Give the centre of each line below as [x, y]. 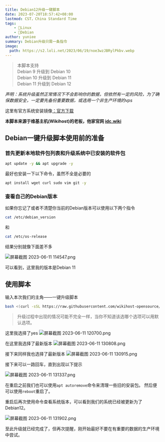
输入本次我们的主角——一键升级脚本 [42, 297]
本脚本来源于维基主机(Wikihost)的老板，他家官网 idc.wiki [63, 121]
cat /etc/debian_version [30, 217]
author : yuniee [21, 37]
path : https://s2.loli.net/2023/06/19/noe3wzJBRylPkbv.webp [72, 51]
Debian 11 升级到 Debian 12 [44, 83]
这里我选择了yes [22, 333]
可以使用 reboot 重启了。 [29, 391]
